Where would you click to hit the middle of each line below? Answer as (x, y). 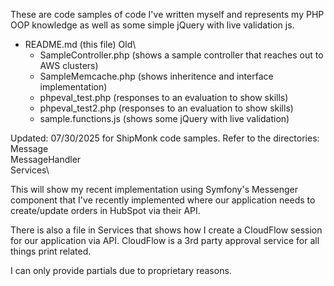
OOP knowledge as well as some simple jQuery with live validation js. (152, 25)
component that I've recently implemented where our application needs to (163, 200)
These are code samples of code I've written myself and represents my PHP (167, 14)
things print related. (51, 251)
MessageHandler (46, 159)
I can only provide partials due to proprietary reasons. (121, 270)
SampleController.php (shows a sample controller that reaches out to (181, 55)
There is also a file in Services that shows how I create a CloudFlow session (166, 230)
